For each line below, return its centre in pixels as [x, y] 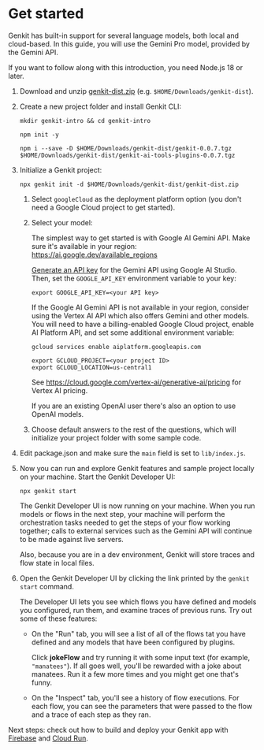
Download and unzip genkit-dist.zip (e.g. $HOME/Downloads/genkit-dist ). [136, 91]
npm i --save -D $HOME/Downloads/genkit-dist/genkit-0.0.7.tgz [126, 148]
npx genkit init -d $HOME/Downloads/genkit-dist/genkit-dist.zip [129, 184]
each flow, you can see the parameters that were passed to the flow [142, 706]
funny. [42, 682]
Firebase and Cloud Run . [48, 738]
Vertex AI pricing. [59, 390]
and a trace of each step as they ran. [91, 715]
